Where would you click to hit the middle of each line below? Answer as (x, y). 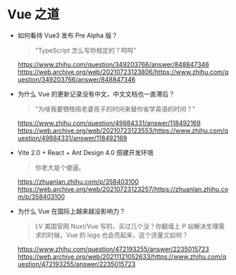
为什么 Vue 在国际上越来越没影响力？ (71, 211)
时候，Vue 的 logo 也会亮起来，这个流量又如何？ (118, 235)
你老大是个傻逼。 (60, 167)
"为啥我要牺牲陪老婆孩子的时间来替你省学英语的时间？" (115, 109)
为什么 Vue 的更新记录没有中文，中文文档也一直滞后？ (96, 94)
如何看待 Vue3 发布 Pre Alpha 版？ (68, 35)
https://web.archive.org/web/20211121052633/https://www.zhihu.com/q (122, 256)
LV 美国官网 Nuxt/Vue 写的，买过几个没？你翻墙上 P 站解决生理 (127, 226)
